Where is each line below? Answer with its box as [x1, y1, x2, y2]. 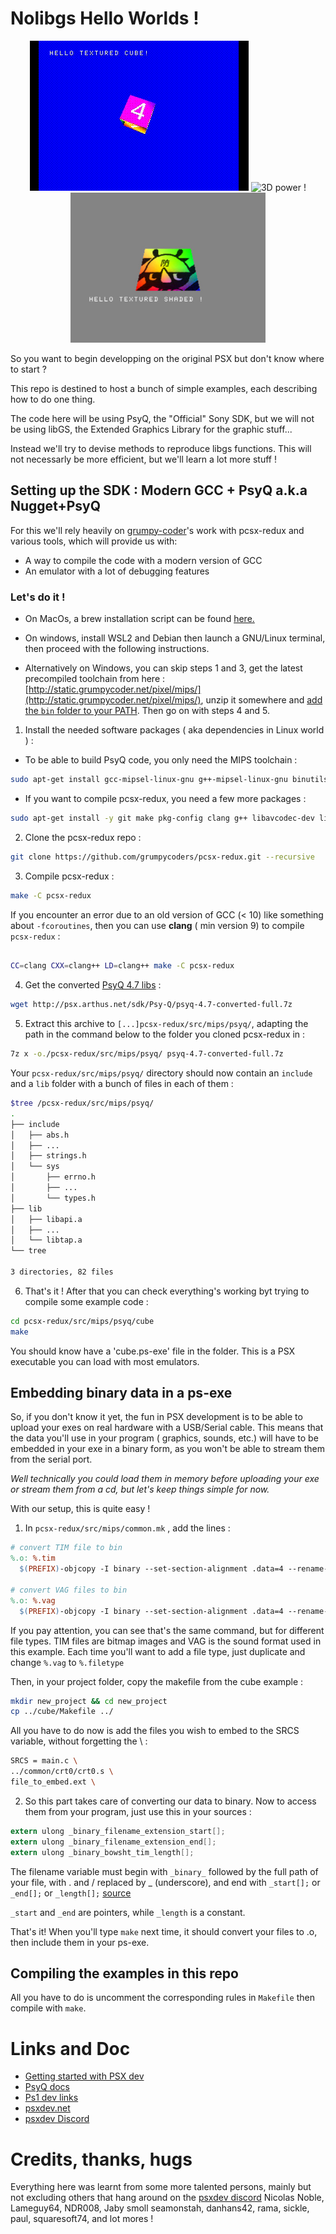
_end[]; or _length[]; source [10, 1887, 132, 1899]
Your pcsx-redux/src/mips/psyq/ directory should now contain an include [10, 1067, 313, 1079]
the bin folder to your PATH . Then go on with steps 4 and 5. [24, 705, 271, 717]
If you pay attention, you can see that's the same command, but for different [10, 1624, 325, 1636]
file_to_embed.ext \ [10, 1777, 97, 1787]
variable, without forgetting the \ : [10, 1735, 148, 1747]
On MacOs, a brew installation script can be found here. [24, 613, 255, 625]
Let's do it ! [10, 590, 66, 604]
